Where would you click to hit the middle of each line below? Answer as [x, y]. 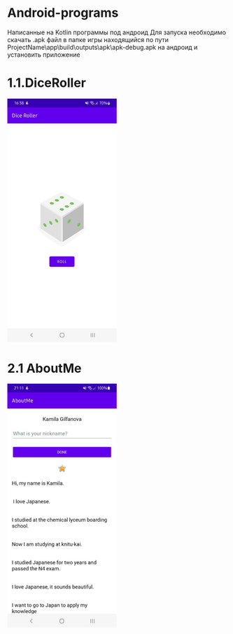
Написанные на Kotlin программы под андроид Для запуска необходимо [116, 32]
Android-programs [63, 13]
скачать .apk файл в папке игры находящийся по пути [88, 39]
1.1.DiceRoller [47, 83]
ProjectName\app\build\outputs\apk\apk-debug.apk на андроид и [103, 47]
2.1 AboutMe [44, 368]
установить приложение [44, 55]
